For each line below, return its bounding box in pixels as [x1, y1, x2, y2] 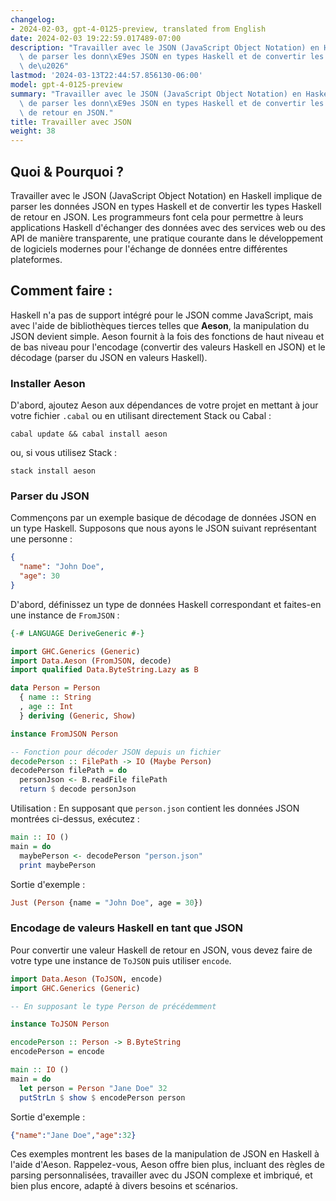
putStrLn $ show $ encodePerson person [19, 1092, 186, 1103]
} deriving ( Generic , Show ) [19, 711, 137, 721]
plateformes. [10, 253, 63, 265]
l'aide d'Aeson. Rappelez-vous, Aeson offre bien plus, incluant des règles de [10, 1159, 325, 1171]
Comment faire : [10, 282, 113, 300]
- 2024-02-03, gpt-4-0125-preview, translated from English [10, 24, 267, 34]
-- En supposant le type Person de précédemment [10, 1001, 217, 1011]
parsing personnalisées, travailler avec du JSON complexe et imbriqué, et [10, 1169, 313, 1181]
